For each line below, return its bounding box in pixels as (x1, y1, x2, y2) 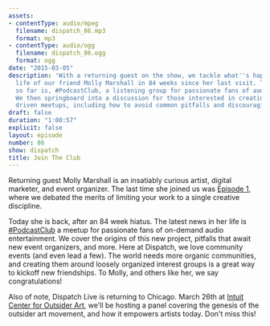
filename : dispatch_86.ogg (15, 49, 106, 57)
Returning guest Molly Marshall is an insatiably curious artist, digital (8, 176, 231, 185)
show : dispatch (8, 146, 59, 154)
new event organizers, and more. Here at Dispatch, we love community (8, 242, 243, 252)
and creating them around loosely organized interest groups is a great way (8, 259, 256, 269)
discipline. (8, 202, 43, 211)
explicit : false (8, 124, 63, 132)
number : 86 (8, 138, 45, 147)
